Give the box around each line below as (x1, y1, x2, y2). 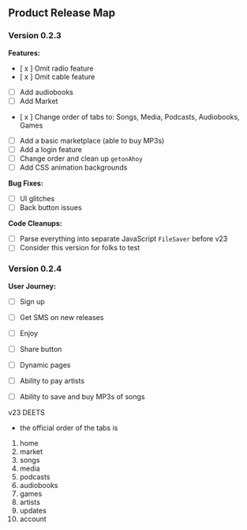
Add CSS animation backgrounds (19, 162, 128, 172)
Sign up (19, 296, 45, 306)
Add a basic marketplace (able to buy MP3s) (19, 135, 165, 145)
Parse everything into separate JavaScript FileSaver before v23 (19, 234, 228, 244)
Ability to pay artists (19, 376, 85, 385)
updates (19, 506, 47, 516)
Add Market (19, 96, 58, 105)
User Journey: (8, 281, 57, 291)
